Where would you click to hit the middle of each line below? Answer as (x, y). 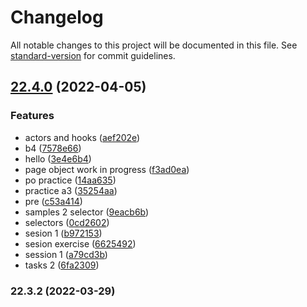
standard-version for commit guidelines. (93, 55)
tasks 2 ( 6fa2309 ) (62, 265)
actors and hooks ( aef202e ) (82, 137)
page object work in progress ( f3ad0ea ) (107, 169)
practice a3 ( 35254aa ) (71, 190)
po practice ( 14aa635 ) (70, 180)
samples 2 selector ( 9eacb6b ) (87, 212)
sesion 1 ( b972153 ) (63, 233)
